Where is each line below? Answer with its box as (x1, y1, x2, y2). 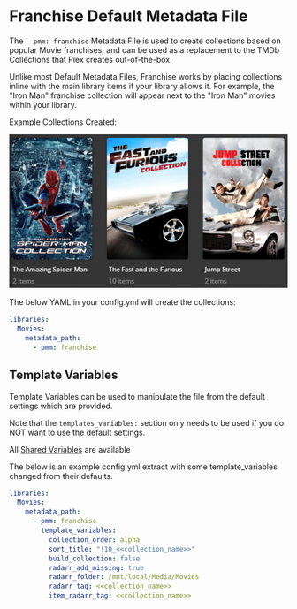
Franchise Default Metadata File (9, 6, 249, 27)
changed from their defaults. (9, 470, 113, 481)
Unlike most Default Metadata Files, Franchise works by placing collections (9, 71, 283, 81)
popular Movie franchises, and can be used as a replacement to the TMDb (9, 44, 280, 55)
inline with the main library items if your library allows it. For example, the (9, 80, 275, 91)
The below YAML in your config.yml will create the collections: (9, 297, 236, 308)
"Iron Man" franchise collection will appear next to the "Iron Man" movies (9, 90, 276, 101)
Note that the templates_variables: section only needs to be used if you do (9, 417, 285, 428)
